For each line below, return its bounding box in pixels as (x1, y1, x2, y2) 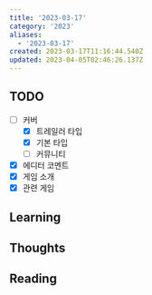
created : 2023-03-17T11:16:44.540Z (9, 47, 144, 56)
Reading (9, 271, 57, 287)
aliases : (9, 30, 43, 39)
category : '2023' (9, 22, 75, 31)
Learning (9, 210, 62, 225)
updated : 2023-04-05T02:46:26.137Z (9, 55, 144, 64)
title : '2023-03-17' (9, 13, 88, 23)
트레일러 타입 (35, 125, 83, 136)
